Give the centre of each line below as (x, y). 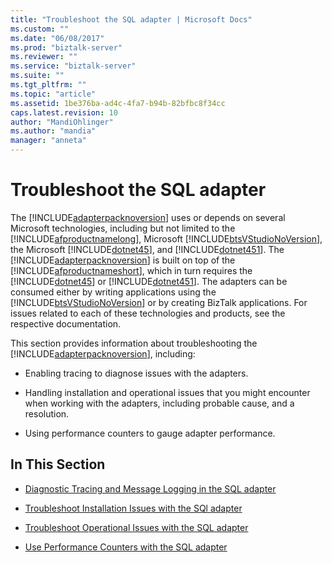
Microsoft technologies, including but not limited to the (123, 228)
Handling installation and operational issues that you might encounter (167, 392)
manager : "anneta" (48, 141)
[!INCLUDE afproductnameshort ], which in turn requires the (131, 270)
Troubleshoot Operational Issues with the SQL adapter (136, 527)
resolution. (47, 413)
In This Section (58, 464)
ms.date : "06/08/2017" (57, 38)
